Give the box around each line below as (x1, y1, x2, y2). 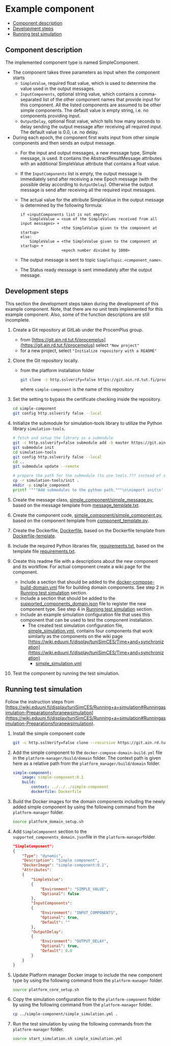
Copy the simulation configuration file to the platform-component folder (12, 996, 161, 1003)
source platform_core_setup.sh (12, 987, 79, 992)
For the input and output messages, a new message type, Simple (20, 149, 157, 156)
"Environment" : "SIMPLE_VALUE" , (40, 886, 109, 892)
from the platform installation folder (20, 367, 95, 373)
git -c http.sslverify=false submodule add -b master (12, 440, 129, 445)
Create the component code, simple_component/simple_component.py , (12, 512, 163, 518)
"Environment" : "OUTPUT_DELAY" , (40, 939, 109, 944)
